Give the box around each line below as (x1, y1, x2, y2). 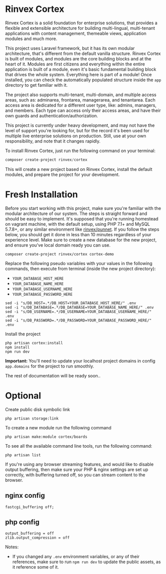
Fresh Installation (5, 189, 78, 200)
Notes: (5, 544, 19, 550)
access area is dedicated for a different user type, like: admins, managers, (5, 102, 157, 108)
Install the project (5, 331, 41, 337)
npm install (5, 345, 30, 350)
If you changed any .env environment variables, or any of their (12, 554, 140, 560)
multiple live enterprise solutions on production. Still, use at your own (5, 133, 146, 139)
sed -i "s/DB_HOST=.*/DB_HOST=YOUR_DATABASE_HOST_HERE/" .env (5, 301, 136, 306)
